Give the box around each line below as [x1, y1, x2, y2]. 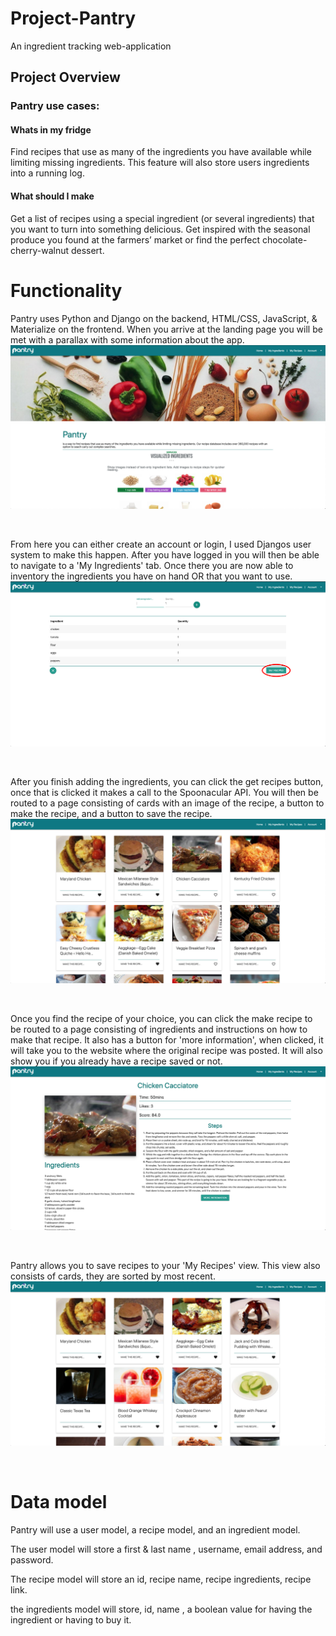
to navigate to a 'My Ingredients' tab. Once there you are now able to [10, 560, 294, 572]
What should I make [10, 190, 95, 202]
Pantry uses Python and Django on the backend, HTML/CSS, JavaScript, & [10, 312, 318, 324]
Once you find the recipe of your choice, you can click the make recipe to [10, 1012, 313, 1024]
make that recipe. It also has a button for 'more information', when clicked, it [10, 1033, 324, 1046]
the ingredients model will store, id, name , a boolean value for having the [10, 1603, 313, 1615]
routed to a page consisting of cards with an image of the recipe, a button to [10, 797, 325, 809]
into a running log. [10, 167, 85, 179]
